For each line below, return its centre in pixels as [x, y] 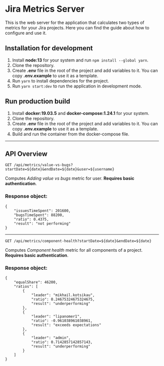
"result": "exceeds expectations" [66, 325]
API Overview [26, 154]
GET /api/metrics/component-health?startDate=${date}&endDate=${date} [78, 241]
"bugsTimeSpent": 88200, [39, 215]
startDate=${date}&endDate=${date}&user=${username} [60, 170]
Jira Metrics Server [45, 9]
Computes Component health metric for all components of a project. [74, 250]
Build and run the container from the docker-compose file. [71, 134]
